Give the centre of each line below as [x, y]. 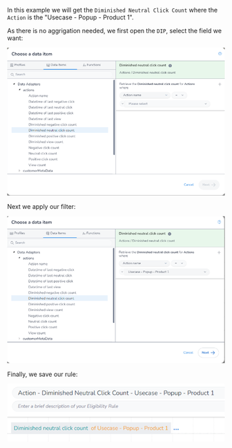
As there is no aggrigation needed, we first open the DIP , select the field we [115, 31]
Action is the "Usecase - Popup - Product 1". [70, 17]
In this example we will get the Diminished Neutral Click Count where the [113, 10]
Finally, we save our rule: [42, 374]
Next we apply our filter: [41, 206]
